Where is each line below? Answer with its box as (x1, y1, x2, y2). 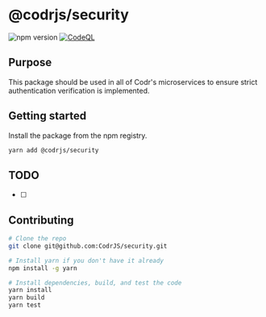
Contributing (8, 213, 74, 227)
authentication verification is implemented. (8, 86, 151, 95)
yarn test (8, 301, 42, 310)
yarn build (8, 294, 45, 302)
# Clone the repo (8, 235, 67, 243)
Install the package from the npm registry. (8, 131, 148, 140)
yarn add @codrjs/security (8, 146, 99, 154)
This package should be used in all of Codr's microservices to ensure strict (8, 77, 258, 86)
